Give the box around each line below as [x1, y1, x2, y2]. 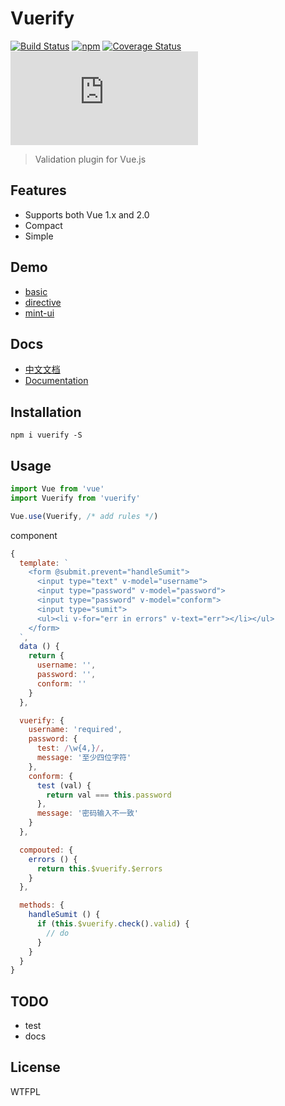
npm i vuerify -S [10, 430, 83, 441]
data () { [19, 642, 60, 652]
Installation [10, 403, 82, 421]
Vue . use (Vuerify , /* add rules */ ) [10, 511, 159, 521]
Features [10, 182, 67, 199]
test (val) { [36, 780, 92, 791]
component [10, 529, 58, 541]
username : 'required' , [28, 725, 123, 735]
